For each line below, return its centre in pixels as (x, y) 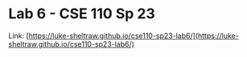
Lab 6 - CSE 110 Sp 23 (82, 14)
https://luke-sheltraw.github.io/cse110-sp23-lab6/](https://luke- (134, 36)
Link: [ (19, 36)
